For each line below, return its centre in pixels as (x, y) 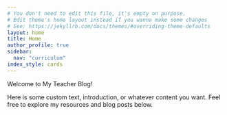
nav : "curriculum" (40, 58)
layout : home (26, 33)
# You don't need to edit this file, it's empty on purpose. (97, 13)
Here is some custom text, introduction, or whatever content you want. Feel (114, 97)
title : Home (24, 39)
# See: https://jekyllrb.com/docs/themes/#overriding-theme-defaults (109, 26)
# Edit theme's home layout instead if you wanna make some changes (107, 20)
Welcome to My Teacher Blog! (50, 84)
